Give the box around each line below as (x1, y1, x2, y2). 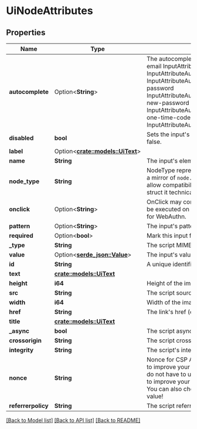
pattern (9, 222, 30, 230)
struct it (146, 188, 168, 196)
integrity (9, 346, 34, 354)
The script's (146, 346, 180, 354)
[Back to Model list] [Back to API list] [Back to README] (6, 417, 141, 424)
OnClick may (146, 198, 182, 206)
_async (9, 327, 29, 335)
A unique (146, 260, 172, 268)
